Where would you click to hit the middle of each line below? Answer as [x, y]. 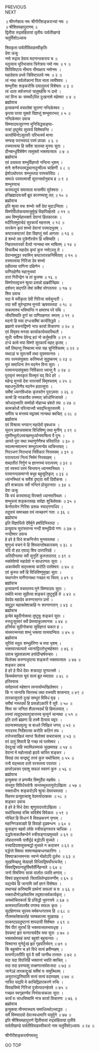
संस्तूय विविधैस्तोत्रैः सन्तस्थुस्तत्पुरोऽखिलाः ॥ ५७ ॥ [43, 785]
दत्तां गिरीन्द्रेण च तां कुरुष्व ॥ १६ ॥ [31, 277]
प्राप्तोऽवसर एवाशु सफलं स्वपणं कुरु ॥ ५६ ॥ [38, 769]
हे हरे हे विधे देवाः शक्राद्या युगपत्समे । [33, 670]
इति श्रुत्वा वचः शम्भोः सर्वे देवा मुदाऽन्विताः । [36, 206]
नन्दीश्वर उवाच [16, 534]
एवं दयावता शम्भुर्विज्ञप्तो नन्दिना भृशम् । [34, 162]
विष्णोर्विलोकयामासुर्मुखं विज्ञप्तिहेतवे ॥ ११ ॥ [37, 212]
